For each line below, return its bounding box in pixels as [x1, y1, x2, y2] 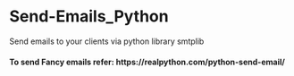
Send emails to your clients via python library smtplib [9, 36, 205, 46]
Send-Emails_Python [9, 6, 169, 27]
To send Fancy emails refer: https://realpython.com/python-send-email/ [9, 56, 286, 67]
